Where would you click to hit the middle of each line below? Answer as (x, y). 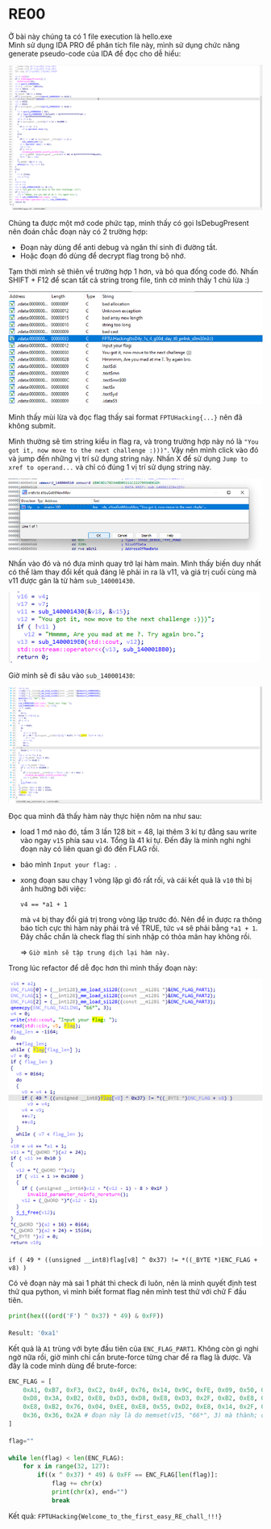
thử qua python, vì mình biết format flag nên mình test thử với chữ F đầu (128, 1292)
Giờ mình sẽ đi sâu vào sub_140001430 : (72, 675)
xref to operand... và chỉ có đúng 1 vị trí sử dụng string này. (110, 467)
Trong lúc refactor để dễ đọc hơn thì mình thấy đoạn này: (103, 968)
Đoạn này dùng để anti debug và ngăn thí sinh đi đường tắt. (119, 247)
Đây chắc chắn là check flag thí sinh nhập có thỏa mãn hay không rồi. (136, 936)
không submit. (32, 426)
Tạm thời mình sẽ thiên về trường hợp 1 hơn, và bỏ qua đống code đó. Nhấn (133, 271)
